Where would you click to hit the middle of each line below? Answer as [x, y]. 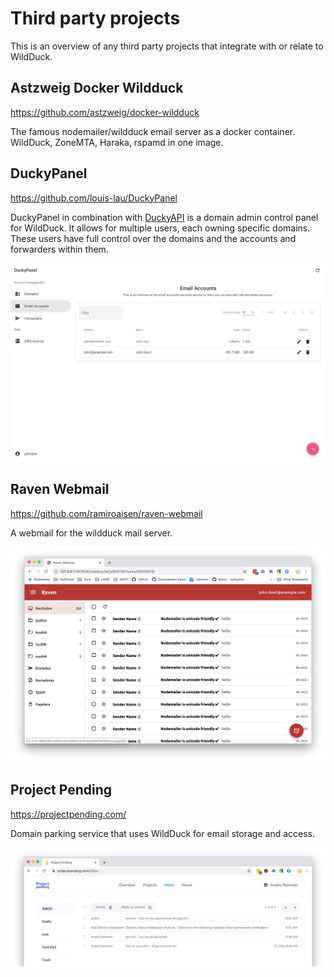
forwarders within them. [59, 249]
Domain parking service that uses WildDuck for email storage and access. [162, 833]
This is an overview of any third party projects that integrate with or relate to [167, 46]
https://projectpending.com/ [68, 814]
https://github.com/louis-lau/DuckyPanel [94, 198]
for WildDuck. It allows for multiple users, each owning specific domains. [160, 228]
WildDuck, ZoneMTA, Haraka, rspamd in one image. [117, 142]
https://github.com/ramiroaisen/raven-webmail [106, 513]
